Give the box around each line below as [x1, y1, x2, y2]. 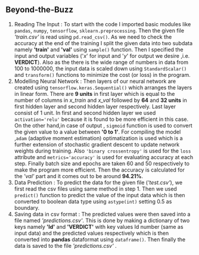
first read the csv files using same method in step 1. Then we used [14, 185, 177, 192]
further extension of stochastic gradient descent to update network [14, 141, 180, 148]
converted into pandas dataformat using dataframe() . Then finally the [14, 235, 186, 243]
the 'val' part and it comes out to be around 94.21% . [14, 172, 144, 179]
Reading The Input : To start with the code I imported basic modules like [14, 20, 191, 27]
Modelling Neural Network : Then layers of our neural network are [14, 77, 176, 85]
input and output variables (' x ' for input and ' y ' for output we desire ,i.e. [14, 52, 190, 59]
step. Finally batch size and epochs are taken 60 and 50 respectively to [14, 160, 190, 167]
